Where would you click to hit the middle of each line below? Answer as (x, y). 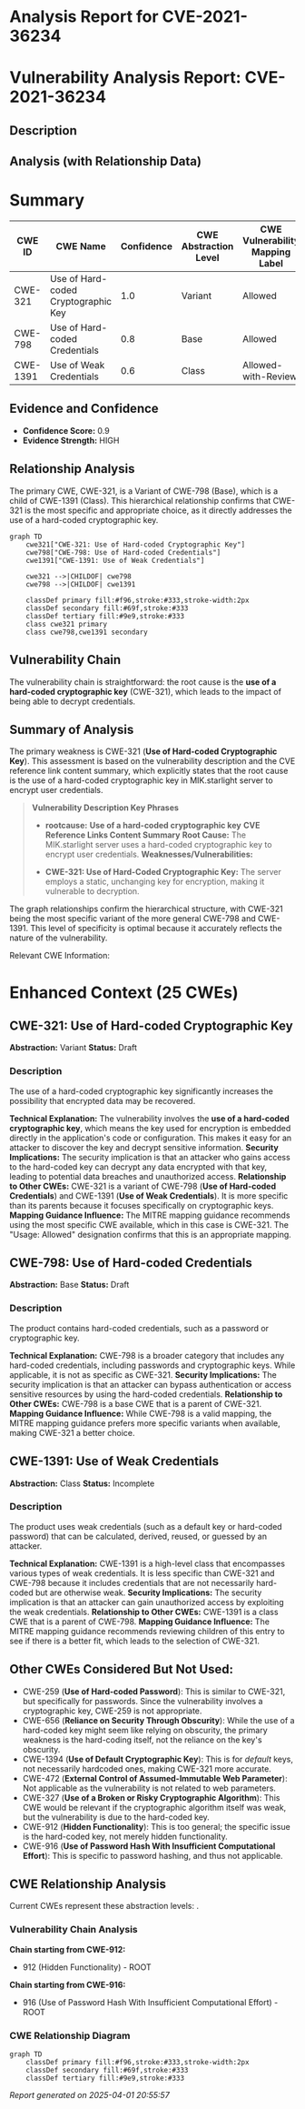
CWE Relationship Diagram (70, 2035)
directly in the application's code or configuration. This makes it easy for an (151, 1138)
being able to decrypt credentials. (73, 701)
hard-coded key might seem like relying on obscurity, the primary (145, 1730)
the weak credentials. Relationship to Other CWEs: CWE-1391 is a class (144, 1612)
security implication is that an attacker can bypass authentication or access (151, 1384)
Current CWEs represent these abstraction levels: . (104, 1906)
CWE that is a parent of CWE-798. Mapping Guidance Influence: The (140, 1622)
